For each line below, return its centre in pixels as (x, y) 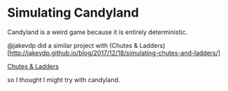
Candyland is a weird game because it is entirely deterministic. (98, 32)
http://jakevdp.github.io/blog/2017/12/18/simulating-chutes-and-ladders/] (115, 53)
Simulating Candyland (73, 13)
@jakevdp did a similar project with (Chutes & (73, 45)
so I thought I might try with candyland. (64, 80)
